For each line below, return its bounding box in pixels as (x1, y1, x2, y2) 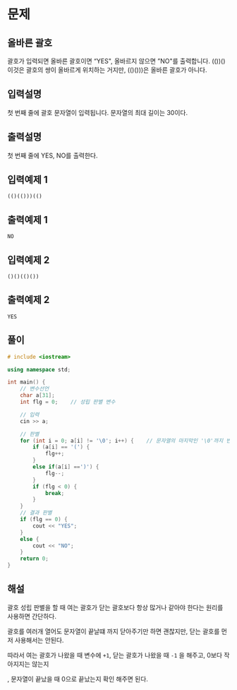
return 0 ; (20, 555, 49, 562)
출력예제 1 (7, 213, 48, 226)
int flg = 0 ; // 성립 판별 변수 (20, 398, 116, 406)
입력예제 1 (7, 174, 48, 186)
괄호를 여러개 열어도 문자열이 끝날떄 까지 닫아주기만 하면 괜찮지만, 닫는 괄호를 (7, 626, 220, 636)
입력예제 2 (7, 254, 50, 266)
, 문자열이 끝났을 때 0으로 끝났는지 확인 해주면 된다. (7, 674, 148, 683)
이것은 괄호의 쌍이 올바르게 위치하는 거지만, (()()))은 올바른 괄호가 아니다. (7, 66, 207, 74)
